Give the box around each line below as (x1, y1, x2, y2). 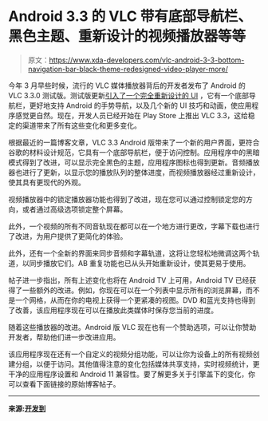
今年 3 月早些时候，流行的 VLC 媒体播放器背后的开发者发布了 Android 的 (8, 81, 246, 90)
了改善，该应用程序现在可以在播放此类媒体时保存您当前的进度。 (8, 305, 218, 315)
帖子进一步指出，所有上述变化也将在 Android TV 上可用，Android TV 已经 (8, 275, 250, 284)
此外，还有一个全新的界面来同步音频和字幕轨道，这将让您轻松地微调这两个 (8, 248, 253, 258)
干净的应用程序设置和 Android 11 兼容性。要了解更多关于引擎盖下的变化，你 (8, 369, 256, 379)
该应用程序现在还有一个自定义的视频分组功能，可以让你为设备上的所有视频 (8, 349, 253, 359)
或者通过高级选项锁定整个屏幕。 (22, 205, 128, 214)
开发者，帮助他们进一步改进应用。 (8, 332, 120, 342)
